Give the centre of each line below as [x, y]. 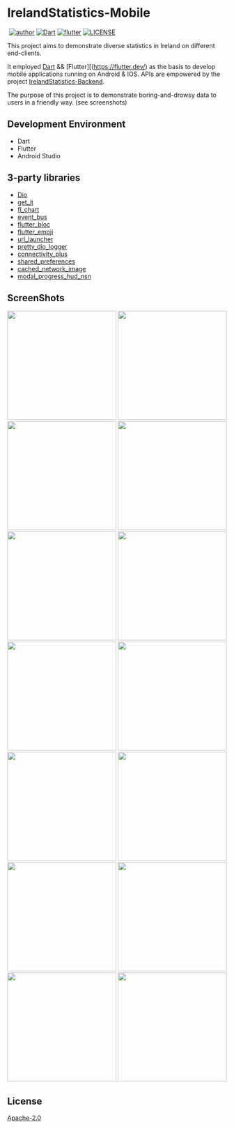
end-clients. [24, 53]
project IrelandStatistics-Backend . [56, 81]
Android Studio [39, 156]
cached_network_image [52, 268]
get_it [25, 202]
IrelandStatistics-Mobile [79, 13]
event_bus [32, 217]
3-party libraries [44, 178]
